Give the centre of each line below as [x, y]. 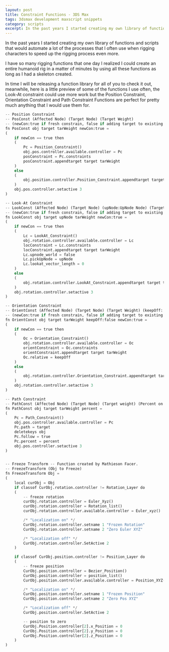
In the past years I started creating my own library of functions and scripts [82, 43]
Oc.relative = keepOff [47, 357]
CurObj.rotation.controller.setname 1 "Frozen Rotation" [84, 525]
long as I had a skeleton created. [39, 74]
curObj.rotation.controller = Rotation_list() [73, 506]
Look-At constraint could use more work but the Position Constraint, [76, 95]
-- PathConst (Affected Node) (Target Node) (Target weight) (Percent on [84, 404]
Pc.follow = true [32, 437]
